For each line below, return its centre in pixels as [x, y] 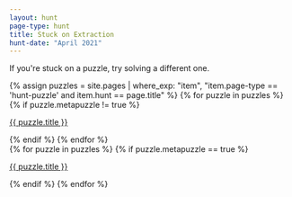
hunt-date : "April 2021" [56, 43]
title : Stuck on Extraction [62, 34]
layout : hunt [34, 18]
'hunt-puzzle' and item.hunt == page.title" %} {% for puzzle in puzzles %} [147, 95]
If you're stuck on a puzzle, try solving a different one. [109, 68]
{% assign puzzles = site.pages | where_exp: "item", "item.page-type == [144, 85]
